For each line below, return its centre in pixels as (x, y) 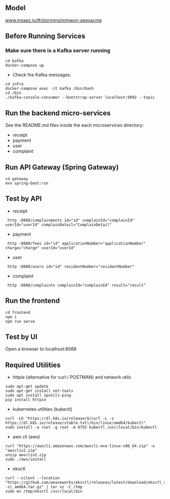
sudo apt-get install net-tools (39, 391)
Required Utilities (33, 365)
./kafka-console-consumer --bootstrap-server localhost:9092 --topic (80, 97)
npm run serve (20, 321)
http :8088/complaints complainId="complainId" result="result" (76, 285)
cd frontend (18, 312)
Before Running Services (45, 36)
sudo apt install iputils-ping (38, 396)
